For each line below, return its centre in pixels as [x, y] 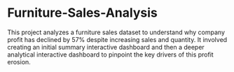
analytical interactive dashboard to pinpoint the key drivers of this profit [110, 55]
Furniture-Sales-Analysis [82, 13]
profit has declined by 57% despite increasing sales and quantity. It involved [117, 39]
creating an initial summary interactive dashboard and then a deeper [106, 47]
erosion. [19, 62]
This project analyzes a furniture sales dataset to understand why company [116, 32]
